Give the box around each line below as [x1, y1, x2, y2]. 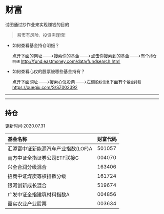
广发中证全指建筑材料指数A [7, 191, 70, 198]
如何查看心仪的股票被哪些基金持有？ [12, 68, 85, 74]
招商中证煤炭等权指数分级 [7, 172, 67, 179]
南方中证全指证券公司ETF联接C [7, 154, 79, 161]
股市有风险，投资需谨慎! [17, 32, 66, 38]
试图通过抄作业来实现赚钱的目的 [5, 22, 69, 27]
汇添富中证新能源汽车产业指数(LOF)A [7, 145, 93, 152]
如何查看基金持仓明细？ [12, 42, 60, 48]
